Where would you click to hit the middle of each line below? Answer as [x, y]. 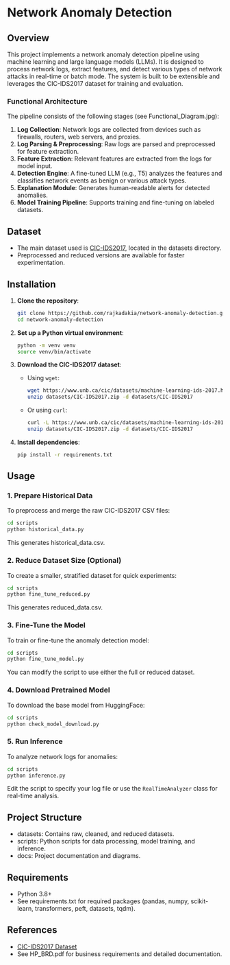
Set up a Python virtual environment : [71, 333]
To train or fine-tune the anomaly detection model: [78, 640]
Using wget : [43, 378]
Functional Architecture [47, 101]
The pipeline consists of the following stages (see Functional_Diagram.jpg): [113, 116]
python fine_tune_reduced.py [49, 594]
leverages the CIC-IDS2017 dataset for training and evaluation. [95, 83]
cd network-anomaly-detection [60, 319]
